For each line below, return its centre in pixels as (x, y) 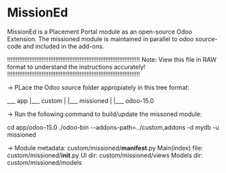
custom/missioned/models (45, 162)
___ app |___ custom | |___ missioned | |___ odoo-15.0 (80, 100)
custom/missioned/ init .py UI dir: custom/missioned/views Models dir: (105, 155)
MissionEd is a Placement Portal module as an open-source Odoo (100, 32)
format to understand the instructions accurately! (76, 67)
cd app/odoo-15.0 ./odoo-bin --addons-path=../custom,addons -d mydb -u (113, 127)
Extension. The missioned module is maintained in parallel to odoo (100, 38)
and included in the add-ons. (64, 46)
